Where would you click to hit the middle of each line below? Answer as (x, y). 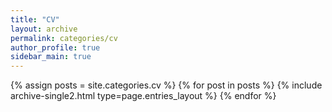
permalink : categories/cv (64, 38)
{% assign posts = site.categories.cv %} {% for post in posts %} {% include (166, 85)
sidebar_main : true (51, 57)
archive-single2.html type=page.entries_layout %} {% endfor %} (143, 96)
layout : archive (44, 29)
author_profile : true (55, 47)
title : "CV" (35, 19)
